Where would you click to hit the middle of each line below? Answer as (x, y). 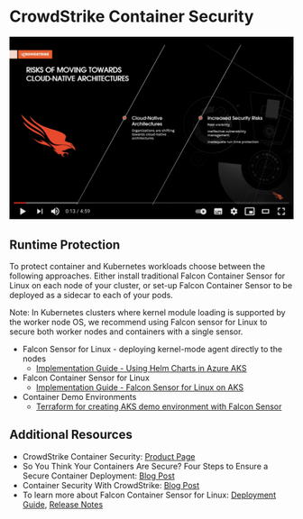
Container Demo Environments (79, 397)
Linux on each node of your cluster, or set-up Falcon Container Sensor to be (151, 286)
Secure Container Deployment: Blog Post (98, 476)
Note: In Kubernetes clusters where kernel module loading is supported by (147, 313)
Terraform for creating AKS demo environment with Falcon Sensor (159, 406)
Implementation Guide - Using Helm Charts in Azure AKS (141, 369)
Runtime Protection (65, 245)
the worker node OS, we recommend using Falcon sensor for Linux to (138, 323)
